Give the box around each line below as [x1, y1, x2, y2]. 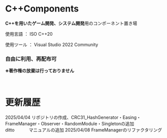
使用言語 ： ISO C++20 [5, 31, 53, 37]
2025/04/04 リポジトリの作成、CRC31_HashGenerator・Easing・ [5, 114, 141, 120]
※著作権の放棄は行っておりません [5, 68, 74, 74]
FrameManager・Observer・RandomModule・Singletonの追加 [5, 121, 134, 127]
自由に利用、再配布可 [5, 55, 57, 62]
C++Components [5, 3, 79, 15]
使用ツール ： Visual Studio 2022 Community [5, 41, 99, 48]
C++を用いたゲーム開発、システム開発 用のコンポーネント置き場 [5, 20, 137, 26]
